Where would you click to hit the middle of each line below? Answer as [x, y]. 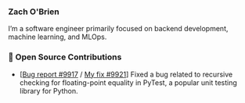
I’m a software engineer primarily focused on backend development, [118, 29]
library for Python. [49, 91]
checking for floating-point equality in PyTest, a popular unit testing [128, 82]
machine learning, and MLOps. [58, 37]
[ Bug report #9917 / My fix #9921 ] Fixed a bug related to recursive [126, 74]
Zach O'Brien [34, 12]
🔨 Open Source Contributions [65, 57]
